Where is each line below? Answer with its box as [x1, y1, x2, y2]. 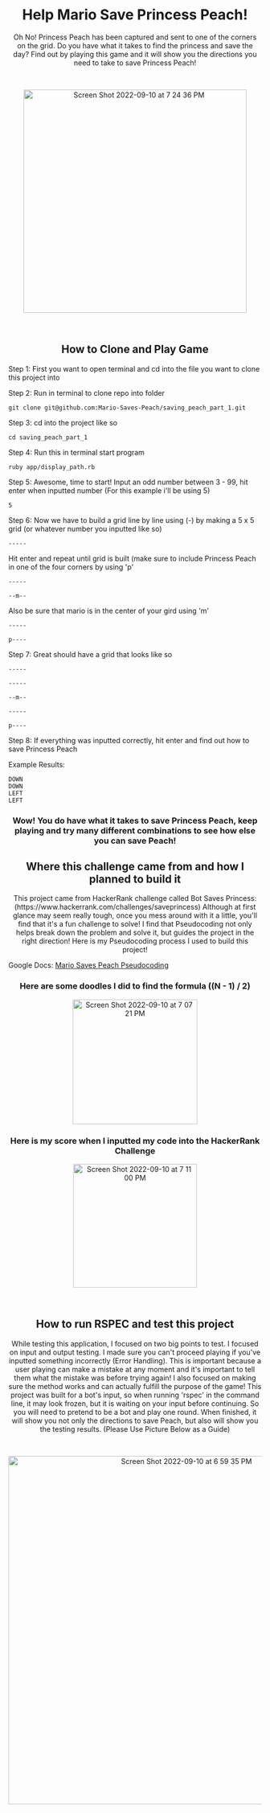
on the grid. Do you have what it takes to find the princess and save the [17, 40, 253, 50]
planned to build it [88, 873, 182, 886]
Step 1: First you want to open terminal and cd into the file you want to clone [8, 364, 260, 373]
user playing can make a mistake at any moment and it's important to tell [14, 1364, 256, 1374]
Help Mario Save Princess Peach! [22, 6, 248, 24]
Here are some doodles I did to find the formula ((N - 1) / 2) [19, 980, 251, 992]
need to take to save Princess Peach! [73, 58, 197, 68]
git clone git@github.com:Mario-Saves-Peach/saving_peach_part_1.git [8, 404, 247, 412]
